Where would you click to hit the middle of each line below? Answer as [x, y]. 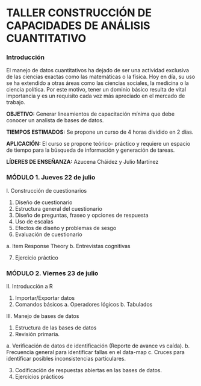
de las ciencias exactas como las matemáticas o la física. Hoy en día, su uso [101, 77]
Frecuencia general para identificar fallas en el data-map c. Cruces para [95, 352]
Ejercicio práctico [36, 257]
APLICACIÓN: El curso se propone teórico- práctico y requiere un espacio [98, 144]
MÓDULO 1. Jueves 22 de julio [51, 178]
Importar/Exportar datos [45, 298]
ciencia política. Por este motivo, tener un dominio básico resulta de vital [96, 90]
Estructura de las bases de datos [56, 328]
